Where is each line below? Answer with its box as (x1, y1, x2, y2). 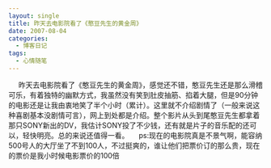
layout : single (8, 11, 60, 20)
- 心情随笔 (15, 57, 48, 65)
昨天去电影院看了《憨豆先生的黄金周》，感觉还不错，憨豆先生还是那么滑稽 (18, 80, 263, 90)
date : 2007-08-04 (8, 27, 67, 35)
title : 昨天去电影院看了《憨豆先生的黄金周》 (8, 19, 143, 27)
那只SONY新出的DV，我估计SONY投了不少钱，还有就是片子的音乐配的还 (8, 120, 250, 130)
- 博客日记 (15, 42, 48, 50)
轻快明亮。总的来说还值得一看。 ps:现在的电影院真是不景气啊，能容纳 (22, 130, 263, 140)
